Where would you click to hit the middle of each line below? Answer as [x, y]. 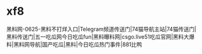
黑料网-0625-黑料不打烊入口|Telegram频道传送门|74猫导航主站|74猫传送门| [101, 29]
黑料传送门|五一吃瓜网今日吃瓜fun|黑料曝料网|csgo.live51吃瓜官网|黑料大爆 [100, 37]
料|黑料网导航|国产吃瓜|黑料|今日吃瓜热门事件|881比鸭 [74, 44]
